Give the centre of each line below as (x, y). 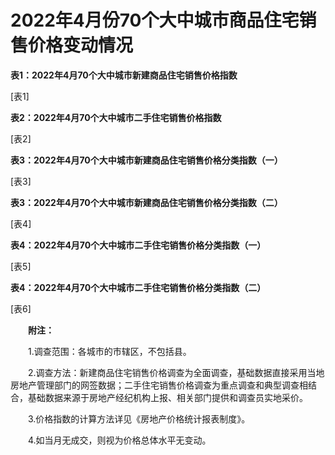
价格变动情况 (81, 45)
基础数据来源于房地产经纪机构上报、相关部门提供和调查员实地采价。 (167, 397)
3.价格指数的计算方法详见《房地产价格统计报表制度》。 (139, 418)
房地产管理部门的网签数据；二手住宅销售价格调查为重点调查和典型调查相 (159, 385)
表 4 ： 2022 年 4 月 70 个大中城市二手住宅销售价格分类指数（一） (138, 245)
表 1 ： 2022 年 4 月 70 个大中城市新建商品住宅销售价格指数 (124, 75)
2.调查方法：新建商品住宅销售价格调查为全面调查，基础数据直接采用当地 (176, 372)
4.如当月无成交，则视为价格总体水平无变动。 (119, 440)
